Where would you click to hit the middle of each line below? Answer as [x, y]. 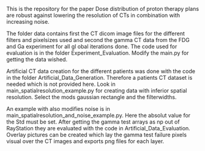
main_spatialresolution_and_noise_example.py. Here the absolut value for [99, 115]
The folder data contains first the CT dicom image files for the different [95, 33]
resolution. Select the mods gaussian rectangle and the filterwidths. [91, 97]
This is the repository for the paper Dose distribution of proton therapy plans [103, 9]
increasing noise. [28, 22]
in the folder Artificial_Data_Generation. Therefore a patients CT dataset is [99, 78]
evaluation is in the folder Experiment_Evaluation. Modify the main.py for [98, 53]
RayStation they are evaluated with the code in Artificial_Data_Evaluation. [99, 128]
